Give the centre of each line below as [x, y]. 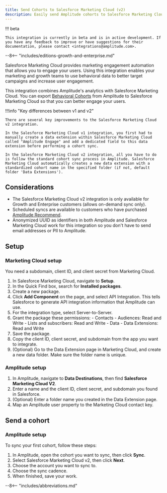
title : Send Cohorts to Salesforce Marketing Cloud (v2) [65, 10]
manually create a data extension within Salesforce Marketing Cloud [79, 137]
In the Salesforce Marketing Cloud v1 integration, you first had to [79, 133]
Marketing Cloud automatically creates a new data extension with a [78, 163]
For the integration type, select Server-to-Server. [62, 313]
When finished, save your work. [45, 476]
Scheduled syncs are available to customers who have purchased [80, 210]
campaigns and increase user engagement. [50, 81]
